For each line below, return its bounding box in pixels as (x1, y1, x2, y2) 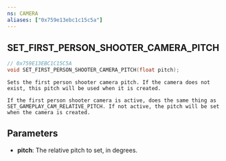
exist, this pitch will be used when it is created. (7, 85, 161, 92)
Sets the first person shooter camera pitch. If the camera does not (7, 79, 211, 86)
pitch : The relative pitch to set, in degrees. (16, 146, 138, 154)
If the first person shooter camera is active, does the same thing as (7, 97, 216, 104)
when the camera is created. (7, 109, 91, 116)
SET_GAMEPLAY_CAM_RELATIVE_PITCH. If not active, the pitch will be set (7, 103, 220, 110)
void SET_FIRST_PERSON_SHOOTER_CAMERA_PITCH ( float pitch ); (7, 67, 180, 74)
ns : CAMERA (7, 10, 38, 17)
